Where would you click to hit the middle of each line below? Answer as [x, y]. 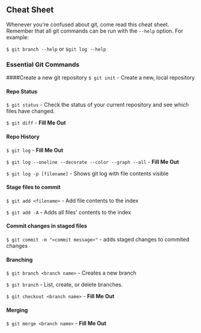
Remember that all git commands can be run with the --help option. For [95, 31]
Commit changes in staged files [47, 226]
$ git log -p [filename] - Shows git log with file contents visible [88, 173]
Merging [17, 310]
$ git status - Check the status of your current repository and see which [98, 105]
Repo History [23, 136]
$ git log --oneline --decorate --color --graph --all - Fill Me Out [93, 161]
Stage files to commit [33, 187]
